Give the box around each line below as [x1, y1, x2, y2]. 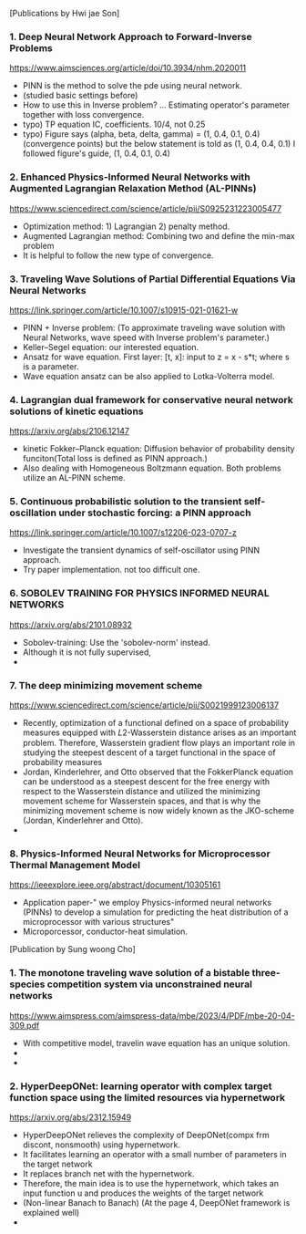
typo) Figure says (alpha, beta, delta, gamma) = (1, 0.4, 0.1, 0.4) [22, 129, 260, 140]
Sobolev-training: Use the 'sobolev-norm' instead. [22, 637, 211, 648]
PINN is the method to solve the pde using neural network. [22, 80, 243, 91]
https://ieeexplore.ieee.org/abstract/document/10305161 [9, 879, 221, 890]
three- [251, 967, 280, 980]
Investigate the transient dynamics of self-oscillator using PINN [22, 544, 260, 555]
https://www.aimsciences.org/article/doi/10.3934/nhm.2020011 [9, 63, 247, 74]
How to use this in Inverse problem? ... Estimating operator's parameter [22, 99, 290, 110]
